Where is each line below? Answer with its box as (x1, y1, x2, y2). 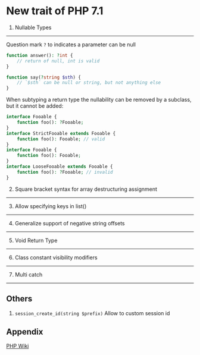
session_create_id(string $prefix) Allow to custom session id (14, 309, 170, 316)
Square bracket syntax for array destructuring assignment (14, 186, 158, 193)
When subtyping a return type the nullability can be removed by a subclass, (6, 96, 192, 103)
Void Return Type (14, 237, 58, 244)
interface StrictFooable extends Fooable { (6, 130, 116, 136)
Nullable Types (14, 24, 52, 31)
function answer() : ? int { (6, 52, 73, 58)
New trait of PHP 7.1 (6, 4, 104, 18)
